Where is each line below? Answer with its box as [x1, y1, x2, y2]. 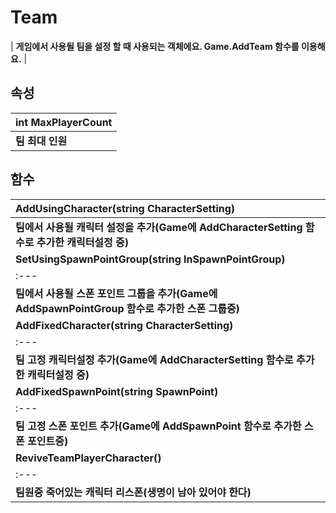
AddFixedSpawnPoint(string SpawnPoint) [15, 384, 219, 398]
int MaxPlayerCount [15, 115, 113, 129]
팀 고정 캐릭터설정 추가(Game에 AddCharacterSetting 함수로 [15, 352, 294, 366]
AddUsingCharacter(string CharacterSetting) [15, 201, 236, 215]
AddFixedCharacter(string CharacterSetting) [15, 318, 234, 332]
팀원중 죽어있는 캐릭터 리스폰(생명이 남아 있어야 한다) [15, 485, 252, 499]
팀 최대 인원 [15, 134, 68, 148]
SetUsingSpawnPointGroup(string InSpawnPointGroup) [15, 252, 286, 266]
